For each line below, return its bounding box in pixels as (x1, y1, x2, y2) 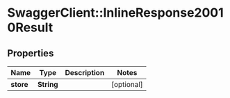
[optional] (110, 80, 144, 89)
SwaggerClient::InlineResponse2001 (7, 5, 224, 21)
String (37, 80, 58, 89)
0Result (7, 19, 54, 35)
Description (65, 68, 105, 77)
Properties (7, 47, 54, 59)
